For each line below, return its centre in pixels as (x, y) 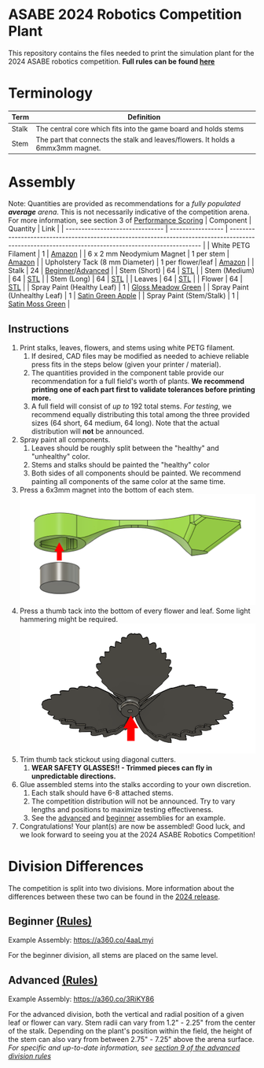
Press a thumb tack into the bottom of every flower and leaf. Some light (135, 611)
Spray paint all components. (65, 440)
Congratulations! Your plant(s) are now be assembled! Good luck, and (132, 826)
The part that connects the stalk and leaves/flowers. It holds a (136, 139)
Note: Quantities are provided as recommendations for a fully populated (125, 204)
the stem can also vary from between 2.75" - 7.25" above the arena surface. (131, 1040)
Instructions (38, 329)
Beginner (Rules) (50, 921)
